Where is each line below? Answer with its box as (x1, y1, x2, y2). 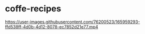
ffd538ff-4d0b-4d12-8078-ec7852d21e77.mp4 (5, 24, 98, 29)
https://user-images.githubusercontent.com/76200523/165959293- (5, 19, 140, 25)
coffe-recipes (5, 3, 61, 14)
